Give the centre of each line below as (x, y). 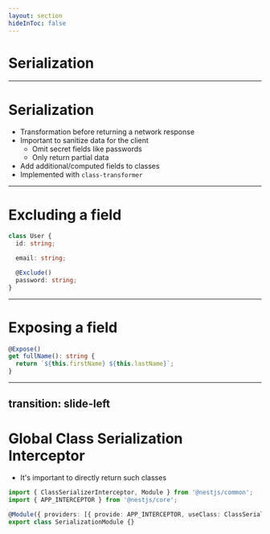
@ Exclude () (34, 273)
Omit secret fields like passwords (87, 149)
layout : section (35, 16)
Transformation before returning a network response (107, 132)
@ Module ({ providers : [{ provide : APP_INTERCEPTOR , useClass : (115, 515)
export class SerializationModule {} (72, 522)
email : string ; (41, 258)
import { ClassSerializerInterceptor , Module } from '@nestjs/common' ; (131, 493)
